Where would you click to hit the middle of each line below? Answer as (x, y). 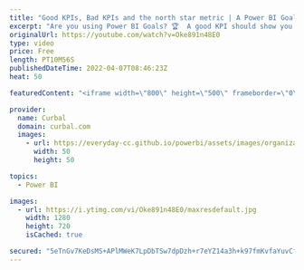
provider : (28, 110)
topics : (24, 176)
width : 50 (52, 152)
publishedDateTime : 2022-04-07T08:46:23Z (89, 69)
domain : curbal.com (54, 126)
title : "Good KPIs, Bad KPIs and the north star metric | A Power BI (143, 18)
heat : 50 (26, 77)
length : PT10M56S (42, 60)
